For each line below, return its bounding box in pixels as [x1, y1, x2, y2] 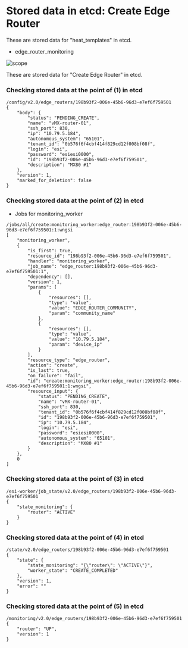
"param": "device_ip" [48, 341, 102, 348]
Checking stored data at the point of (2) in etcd [6, 196, 144, 205]
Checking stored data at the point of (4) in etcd [6, 533, 145, 541]
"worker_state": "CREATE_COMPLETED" [27, 568, 118, 574]
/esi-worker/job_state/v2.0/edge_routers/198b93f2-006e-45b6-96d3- [6, 488, 177, 494]
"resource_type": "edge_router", [27, 357, 111, 363]
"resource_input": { [27, 388, 79, 394]
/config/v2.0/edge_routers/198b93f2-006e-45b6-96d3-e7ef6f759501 [6, 99, 171, 105]
